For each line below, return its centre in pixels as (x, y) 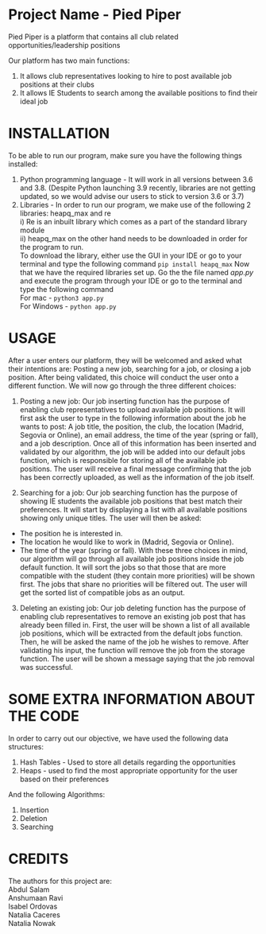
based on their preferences (64, 779)
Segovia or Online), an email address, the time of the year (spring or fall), (139, 434)
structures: (26, 746)
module (32, 230)
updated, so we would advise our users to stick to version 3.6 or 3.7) (132, 196)
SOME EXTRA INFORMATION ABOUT (132, 699)
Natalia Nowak (32, 923)
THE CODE (44, 716)
